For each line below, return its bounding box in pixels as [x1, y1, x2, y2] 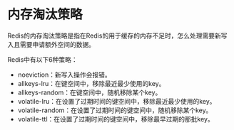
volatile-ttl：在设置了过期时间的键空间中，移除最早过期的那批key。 [17, 114, 214, 123]
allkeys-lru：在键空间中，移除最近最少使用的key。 [17, 79, 166, 87]
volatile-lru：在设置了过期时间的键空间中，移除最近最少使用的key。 [17, 97, 216, 105]
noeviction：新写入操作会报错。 [17, 70, 112, 79]
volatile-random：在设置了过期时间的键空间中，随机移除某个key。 [17, 106, 213, 114]
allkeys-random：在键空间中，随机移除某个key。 [17, 88, 162, 97]
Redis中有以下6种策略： [7, 55, 78, 64]
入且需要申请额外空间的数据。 [7, 40, 95, 48]
